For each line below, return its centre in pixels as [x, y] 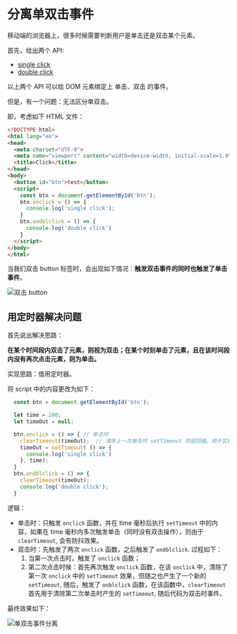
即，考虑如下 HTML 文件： [46, 116]
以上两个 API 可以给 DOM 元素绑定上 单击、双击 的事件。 [90, 86]
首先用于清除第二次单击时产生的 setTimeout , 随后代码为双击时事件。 [127, 593]
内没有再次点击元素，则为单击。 [54, 359]
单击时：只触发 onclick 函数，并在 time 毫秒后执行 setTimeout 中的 [115, 523]
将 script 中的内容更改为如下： [51, 389]
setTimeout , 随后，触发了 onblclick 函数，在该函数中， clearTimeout [127, 584]
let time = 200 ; [37, 415]
